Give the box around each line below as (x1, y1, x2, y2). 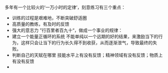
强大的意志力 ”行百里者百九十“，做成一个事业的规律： (12, 27, 123, 33)
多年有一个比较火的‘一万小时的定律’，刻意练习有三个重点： (5, 4, 126, 10)
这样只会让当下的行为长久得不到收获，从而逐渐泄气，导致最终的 (21, 40, 153, 46)
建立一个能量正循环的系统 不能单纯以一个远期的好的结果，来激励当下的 (12, 34, 158, 39)
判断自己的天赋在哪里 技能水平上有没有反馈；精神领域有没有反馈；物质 (12, 52, 158, 58)
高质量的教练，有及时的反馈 (12, 21, 70, 27)
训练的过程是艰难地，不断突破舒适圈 (12, 15, 87, 21)
